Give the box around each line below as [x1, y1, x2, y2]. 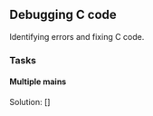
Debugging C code [9, 7, 118, 23]
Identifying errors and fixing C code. [9, 31, 145, 42]
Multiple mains [9, 76, 67, 87]
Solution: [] [9, 96, 51, 107]
